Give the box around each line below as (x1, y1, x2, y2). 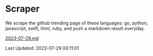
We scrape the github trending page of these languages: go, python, (5, 20, 148, 26)
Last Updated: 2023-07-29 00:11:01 (5, 45, 80, 51)
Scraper (5, 3, 40, 15)
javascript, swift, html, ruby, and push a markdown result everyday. (5, 25, 145, 31)
